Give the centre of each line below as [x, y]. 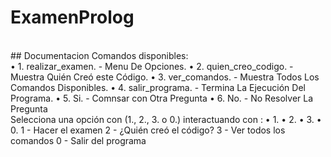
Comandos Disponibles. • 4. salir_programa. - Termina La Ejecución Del [158, 87]
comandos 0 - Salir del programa [78, 140]
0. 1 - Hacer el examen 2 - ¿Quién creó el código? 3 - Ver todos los [148, 130]
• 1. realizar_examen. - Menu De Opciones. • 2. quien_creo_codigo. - [152, 66]
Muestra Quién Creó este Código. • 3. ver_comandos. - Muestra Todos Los [165, 77]
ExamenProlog [72, 17]
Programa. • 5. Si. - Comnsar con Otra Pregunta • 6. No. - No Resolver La [162, 98]
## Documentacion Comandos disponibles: [99, 55]
